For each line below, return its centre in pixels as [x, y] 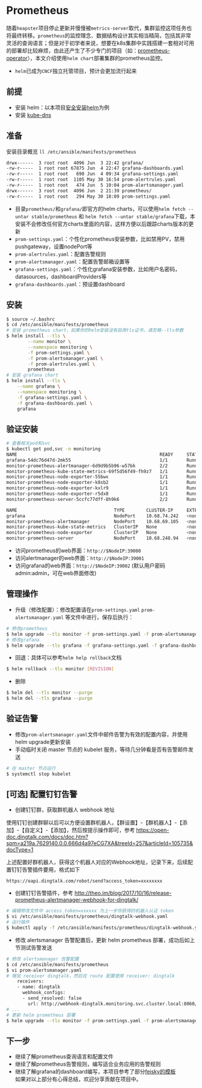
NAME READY [90, 454]
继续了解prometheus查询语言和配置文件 [64, 1057]
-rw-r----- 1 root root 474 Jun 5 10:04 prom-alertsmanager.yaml [95, 185]
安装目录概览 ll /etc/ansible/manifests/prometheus [71, 151]
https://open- [153, 830]
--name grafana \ [39, 386]
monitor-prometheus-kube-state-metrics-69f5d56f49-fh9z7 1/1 [87, 471]
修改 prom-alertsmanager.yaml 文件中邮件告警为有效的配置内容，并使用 [101, 734]
